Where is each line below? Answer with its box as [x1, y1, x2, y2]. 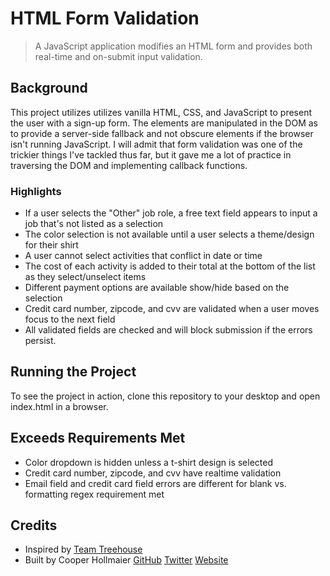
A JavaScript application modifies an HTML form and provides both [34, 40, 313, 52]
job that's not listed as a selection [24, 218, 164, 230]
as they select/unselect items [24, 271, 147, 283]
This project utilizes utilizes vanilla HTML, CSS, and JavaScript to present [10, 106, 313, 118]
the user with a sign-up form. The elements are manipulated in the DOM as [10, 117, 318, 129]
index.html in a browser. [10, 400, 109, 412]
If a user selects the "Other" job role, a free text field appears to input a [24, 207, 318, 219]
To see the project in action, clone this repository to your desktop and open [10, 390, 321, 402]
